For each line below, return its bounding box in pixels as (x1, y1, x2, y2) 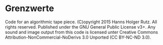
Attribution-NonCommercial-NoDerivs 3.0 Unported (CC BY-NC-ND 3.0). (5, 34, 151, 40)
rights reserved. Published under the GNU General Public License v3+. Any (5, 24, 156, 30)
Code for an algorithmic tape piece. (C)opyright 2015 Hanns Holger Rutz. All (5, 19, 157, 25)
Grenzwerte (5, 3, 54, 14)
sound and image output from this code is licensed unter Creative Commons (5, 29, 158, 35)
